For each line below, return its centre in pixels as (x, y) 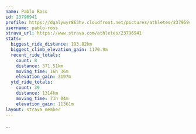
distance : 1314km (37, 93)
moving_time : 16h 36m (42, 71)
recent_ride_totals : (36, 55)
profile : (16, 22)
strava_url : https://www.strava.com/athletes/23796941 (74, 33)
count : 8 (27, 60)
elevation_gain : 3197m (44, 77)
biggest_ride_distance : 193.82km (51, 44)
